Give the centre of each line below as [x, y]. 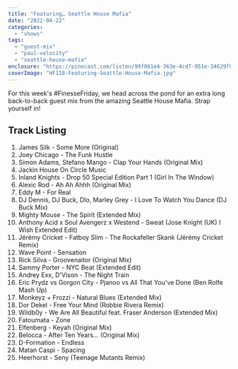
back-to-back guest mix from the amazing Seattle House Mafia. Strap [109, 100]
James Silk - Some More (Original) [69, 147]
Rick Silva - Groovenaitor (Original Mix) [75, 260]
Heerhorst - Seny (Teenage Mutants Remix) [82, 358]
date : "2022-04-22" [37, 20]
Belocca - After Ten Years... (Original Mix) [79, 335]
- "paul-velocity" [42, 54]
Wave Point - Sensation [52, 252]
